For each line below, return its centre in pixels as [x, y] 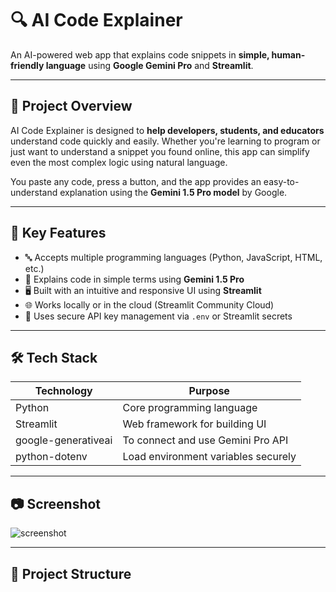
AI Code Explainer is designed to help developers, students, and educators [167, 130]
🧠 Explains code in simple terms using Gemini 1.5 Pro [134, 279]
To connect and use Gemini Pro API [205, 440]
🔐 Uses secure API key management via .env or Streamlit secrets [158, 316]
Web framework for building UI [194, 424]
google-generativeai [64, 440]
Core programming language [190, 408]
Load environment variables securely [209, 457]
